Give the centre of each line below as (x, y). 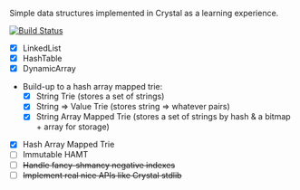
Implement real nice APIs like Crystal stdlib (102, 175)
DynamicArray (49, 69)
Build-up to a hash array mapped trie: (92, 87)
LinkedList (42, 48)
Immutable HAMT (55, 155)
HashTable (42, 59)
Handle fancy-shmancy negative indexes (99, 165)
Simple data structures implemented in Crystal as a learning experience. (144, 13)
